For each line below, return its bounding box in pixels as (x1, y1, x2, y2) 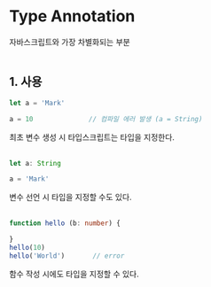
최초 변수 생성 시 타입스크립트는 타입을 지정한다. (9, 131, 176, 143)
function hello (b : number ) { (9, 219, 121, 228)
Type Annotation (9, 6, 136, 27)
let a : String (9, 159, 62, 167)
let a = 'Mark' (9, 98, 66, 107)
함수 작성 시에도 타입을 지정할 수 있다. (9, 268, 139, 279)
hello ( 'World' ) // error (9, 251, 125, 260)
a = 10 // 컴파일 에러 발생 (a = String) (9, 114, 203, 123)
